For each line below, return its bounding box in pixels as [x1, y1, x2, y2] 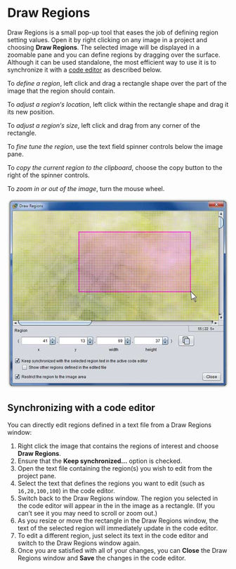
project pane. [17, 471, 56, 480]
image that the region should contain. [7, 86, 116, 95]
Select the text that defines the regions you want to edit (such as [17, 479, 205, 488]
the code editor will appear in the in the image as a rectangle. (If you [17, 501, 216, 510]
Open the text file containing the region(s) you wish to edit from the [17, 464, 213, 472]
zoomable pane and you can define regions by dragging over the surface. [7, 51, 221, 59]
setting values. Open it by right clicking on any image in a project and [7, 35, 207, 44]
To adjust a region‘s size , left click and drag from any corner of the [7, 121, 200, 129]
